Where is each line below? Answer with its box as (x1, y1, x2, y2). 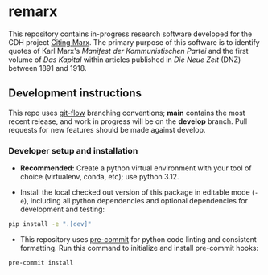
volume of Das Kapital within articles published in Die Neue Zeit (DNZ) (8, 55, 241, 64)
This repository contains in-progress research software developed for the (8, 29, 253, 39)
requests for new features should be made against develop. (8, 125, 206, 134)
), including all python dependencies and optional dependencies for (23, 196, 248, 206)
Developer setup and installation (8, 145, 138, 156)
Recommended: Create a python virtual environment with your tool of (19, 163, 252, 173)
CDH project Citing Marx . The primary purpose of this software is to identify (8, 37, 260, 47)
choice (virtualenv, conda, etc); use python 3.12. (19, 172, 179, 182)
